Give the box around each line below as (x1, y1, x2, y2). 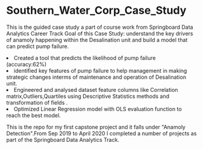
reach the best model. (6, 112, 61, 119)
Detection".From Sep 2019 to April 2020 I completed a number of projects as (6, 130, 197, 137)
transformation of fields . (6, 99, 68, 106)
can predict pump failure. (6, 43, 69, 50)
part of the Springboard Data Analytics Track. (6, 136, 120, 143)
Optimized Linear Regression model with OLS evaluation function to (14, 105, 182, 112)
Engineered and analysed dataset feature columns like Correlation (14, 86, 178, 93)
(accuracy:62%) (6, 61, 47, 68)
